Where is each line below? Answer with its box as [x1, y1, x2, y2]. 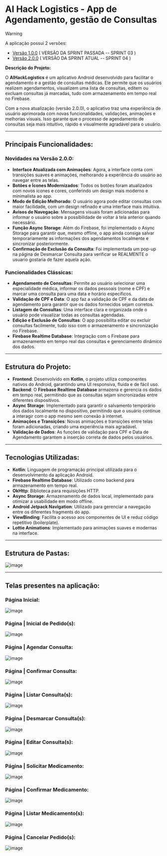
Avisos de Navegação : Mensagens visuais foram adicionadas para [12, 209, 150, 215]
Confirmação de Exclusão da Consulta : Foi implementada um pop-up [12, 245, 157, 252]
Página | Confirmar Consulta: [5, 667, 77, 674]
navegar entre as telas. [12, 177, 60, 183]
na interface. [12, 530, 39, 536]
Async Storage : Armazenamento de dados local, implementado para [12, 493, 154, 499]
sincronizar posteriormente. [12, 241, 70, 246]
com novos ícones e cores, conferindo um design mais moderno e [12, 188, 148, 194]
